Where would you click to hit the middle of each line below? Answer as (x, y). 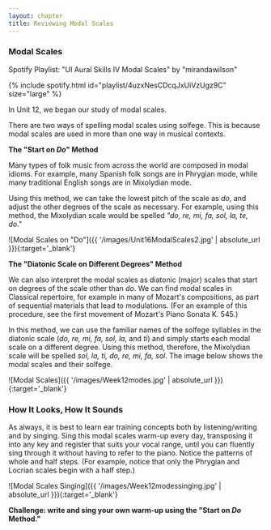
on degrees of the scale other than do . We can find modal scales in (120, 288)
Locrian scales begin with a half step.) (72, 470)
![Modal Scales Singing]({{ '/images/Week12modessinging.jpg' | (115, 486)
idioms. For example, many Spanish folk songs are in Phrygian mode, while (133, 173)
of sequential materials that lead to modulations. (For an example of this (128, 306)
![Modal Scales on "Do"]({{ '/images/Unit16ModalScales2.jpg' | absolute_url (134, 239)
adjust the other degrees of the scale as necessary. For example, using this (133, 207)
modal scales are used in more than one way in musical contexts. (117, 134)
